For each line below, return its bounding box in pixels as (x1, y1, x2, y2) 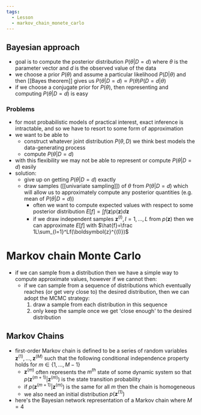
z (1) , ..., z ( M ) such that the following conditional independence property (14, 353, 189, 362)
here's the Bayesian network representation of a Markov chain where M (14, 397, 192, 404)
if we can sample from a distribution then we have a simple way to (14, 269, 179, 276)
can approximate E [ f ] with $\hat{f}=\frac (32, 222, 133, 229)
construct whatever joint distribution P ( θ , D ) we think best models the (23, 138, 195, 145)
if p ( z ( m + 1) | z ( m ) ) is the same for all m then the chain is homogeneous (23, 382, 196, 390)
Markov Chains (6, 331, 64, 341)
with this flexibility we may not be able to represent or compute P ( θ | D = (14, 157, 192, 164)
